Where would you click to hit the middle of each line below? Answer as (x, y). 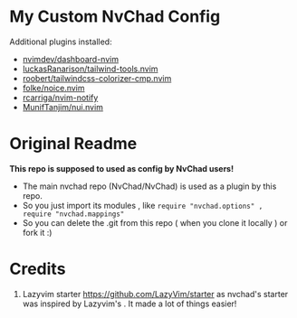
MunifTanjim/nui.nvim (63, 107)
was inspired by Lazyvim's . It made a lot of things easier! (129, 304)
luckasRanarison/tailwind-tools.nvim (90, 69)
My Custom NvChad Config (115, 17)
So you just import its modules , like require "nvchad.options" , (143, 205)
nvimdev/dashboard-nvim (71, 59)
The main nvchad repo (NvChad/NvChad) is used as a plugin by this (149, 186)
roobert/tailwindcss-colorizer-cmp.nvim (97, 78)
